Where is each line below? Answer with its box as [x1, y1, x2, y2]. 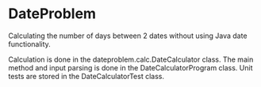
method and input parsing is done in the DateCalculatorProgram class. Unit [8, 62, 253, 72]
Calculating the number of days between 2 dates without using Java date [8, 31, 248, 40]
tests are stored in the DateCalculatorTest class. [8, 71, 165, 81]
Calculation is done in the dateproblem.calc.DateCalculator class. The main [8, 55, 254, 64]
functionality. [8, 39, 52, 48]
